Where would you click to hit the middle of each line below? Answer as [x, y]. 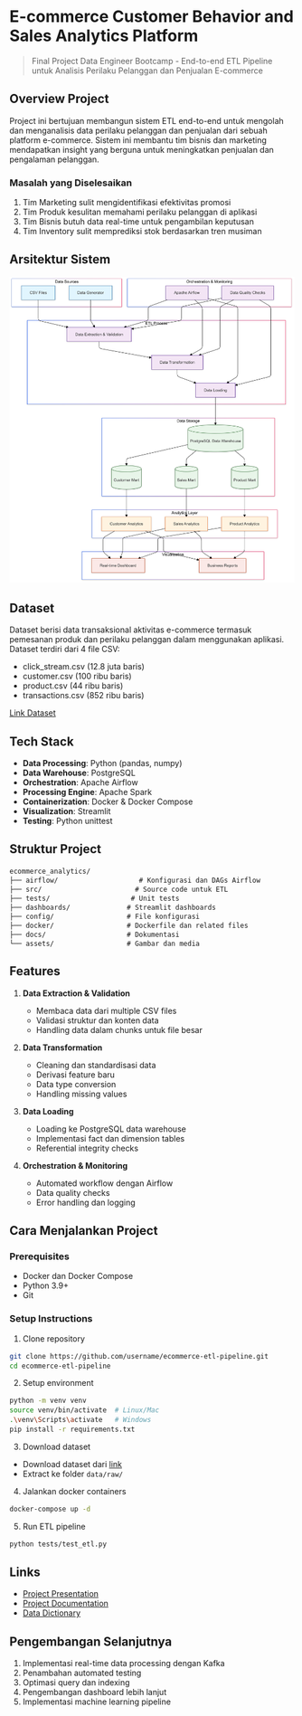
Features [35, 971]
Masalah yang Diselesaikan [71, 183]
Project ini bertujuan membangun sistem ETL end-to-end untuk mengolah [147, 120]
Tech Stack [42, 741]
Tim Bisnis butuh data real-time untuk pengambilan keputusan [138, 222]
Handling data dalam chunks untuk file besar [119, 1029]
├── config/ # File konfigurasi [105, 916]
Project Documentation [65, 1604]
